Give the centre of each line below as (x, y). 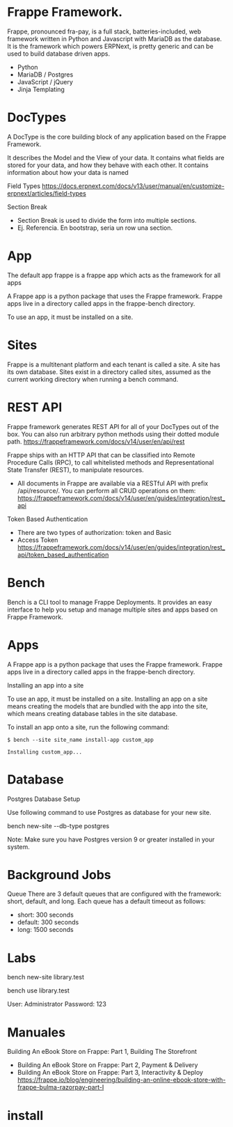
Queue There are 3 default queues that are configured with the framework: (114, 894)
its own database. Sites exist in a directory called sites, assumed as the (109, 372)
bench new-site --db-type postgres (58, 825)
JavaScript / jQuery (45, 81)
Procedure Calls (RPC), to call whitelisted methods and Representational (111, 462)
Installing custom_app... (45, 752)
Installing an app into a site (46, 685)
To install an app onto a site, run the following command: (88, 727)
